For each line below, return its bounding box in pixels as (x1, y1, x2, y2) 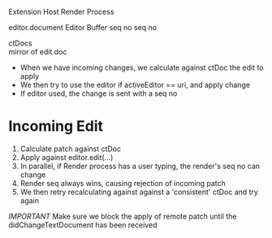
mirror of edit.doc (8, 47, 67, 56)
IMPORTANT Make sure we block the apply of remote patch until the (8, 211, 237, 221)
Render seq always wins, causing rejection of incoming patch (19, 178, 226, 188)
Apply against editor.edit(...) (19, 152, 114, 162)
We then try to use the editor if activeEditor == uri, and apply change (19, 80, 250, 89)
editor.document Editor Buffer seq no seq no (8, 23, 157, 32)
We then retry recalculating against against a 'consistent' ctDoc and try (19, 187, 258, 197)
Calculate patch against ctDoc (19, 144, 122, 154)
